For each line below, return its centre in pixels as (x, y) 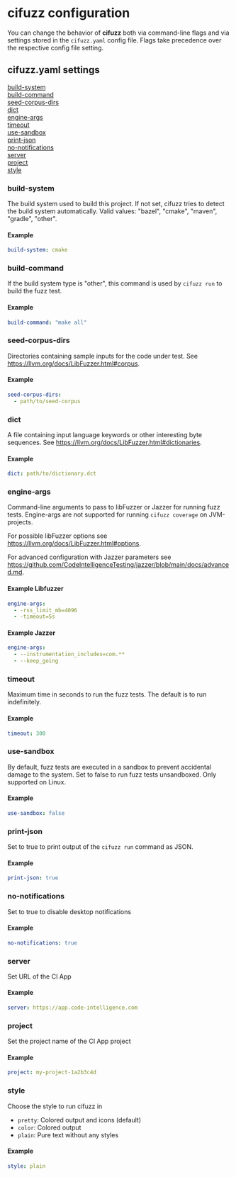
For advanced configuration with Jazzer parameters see (89, 557)
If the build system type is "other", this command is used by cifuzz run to (115, 283)
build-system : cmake (38, 250)
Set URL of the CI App (40, 976)
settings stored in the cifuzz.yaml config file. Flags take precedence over (114, 40)
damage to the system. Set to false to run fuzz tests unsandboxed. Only (112, 775)
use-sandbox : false (36, 813)
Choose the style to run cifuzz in (55, 1106)
